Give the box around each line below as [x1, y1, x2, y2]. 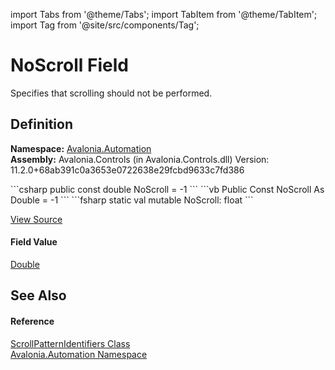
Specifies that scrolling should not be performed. [10, 87, 213, 99]
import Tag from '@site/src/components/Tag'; [10, 19, 200, 31]
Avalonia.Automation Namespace [10, 348, 148, 360]
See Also [10, 287, 67, 304]
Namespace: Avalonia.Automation [10, 142, 152, 154]
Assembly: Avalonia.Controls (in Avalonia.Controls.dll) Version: [10, 153, 270, 165]
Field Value [10, 236, 58, 248]
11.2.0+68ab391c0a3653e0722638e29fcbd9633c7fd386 [10, 164, 245, 176]
